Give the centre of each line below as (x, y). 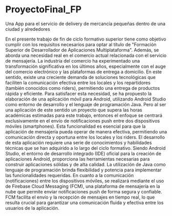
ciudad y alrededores (28, 29)
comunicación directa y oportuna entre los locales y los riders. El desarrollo (85, 137)
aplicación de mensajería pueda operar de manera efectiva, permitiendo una (86, 131)
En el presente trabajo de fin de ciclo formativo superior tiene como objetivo (86, 39)
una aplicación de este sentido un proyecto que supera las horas (74, 110)
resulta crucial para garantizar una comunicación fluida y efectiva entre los (84, 202)
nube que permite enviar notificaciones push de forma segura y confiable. (84, 191)
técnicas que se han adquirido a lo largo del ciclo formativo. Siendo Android (85, 148)
